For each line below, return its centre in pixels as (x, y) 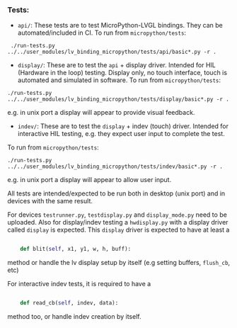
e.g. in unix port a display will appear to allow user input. (89, 180)
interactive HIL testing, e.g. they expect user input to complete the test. (121, 134)
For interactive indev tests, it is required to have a (79, 284)
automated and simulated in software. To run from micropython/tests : (119, 80)
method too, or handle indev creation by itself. (74, 317)
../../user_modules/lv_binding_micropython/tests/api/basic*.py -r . (112, 52)
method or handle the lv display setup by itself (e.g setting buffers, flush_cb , (119, 263)
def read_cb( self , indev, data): (69, 303)
